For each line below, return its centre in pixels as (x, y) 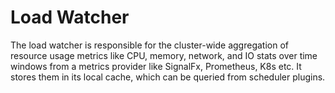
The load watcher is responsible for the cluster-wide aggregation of (150, 45)
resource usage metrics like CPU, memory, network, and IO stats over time (164, 55)
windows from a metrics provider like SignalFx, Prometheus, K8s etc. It (156, 66)
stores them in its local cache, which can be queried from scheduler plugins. (168, 77)
